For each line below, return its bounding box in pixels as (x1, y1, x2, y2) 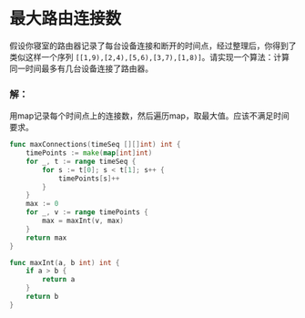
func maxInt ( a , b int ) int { (9, 258, 120, 267)
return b (25, 292, 59, 302)
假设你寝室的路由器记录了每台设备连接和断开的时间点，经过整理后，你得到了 (9, 40, 297, 51)
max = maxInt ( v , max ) (42, 216, 125, 226)
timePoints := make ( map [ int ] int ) (25, 149, 153, 158)
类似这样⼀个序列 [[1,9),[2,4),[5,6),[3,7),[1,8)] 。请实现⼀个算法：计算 (9, 51, 290, 62)
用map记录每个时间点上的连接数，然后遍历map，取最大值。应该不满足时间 (9, 110, 290, 121)
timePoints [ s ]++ (57, 174, 120, 183)
